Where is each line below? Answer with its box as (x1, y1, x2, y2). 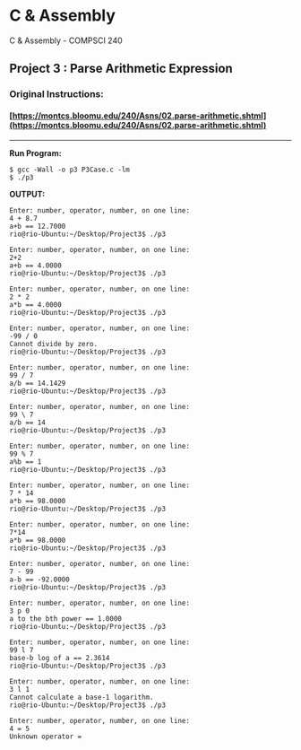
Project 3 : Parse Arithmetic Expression (9, 61, 233, 76)
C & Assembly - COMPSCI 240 (9, 35, 123, 46)
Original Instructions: (9, 88, 105, 100)
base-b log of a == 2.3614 (9, 654, 110, 663)
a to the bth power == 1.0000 (9, 615, 123, 624)
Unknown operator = (9, 732, 82, 741)
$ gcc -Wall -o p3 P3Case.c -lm (9, 165, 130, 175)
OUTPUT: (9, 189, 46, 200)
